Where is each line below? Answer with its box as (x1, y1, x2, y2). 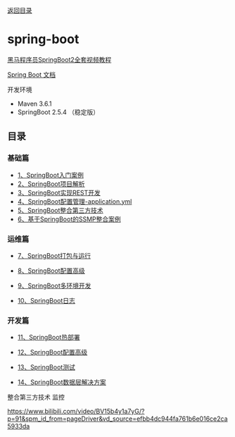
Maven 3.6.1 (17, 99, 52, 108)
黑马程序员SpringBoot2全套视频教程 (7, 55, 112, 63)
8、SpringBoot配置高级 (17, 266, 86, 275)
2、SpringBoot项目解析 (17, 179, 86, 188)
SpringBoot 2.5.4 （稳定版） (17, 108, 100, 116)
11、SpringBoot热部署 (17, 333, 80, 342)
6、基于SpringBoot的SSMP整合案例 (17, 214, 121, 223)
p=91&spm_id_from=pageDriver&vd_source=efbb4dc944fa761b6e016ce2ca (7, 414, 228, 423)
